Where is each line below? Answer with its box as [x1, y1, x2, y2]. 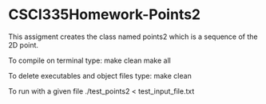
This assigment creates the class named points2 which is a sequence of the [8, 32, 258, 41]
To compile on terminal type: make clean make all [8, 56, 172, 65]
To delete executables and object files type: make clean [8, 71, 192, 80]
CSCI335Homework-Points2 [8, 6, 201, 24]
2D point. [8, 40, 38, 49]
